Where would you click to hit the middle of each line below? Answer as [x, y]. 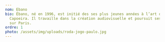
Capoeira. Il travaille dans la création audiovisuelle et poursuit [81, 18]
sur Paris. [21, 23]
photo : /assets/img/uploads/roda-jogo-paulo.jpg [56, 32]
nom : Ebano [16, 9]
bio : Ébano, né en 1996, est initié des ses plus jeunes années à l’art [81, 14]
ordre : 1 [14, 28]
